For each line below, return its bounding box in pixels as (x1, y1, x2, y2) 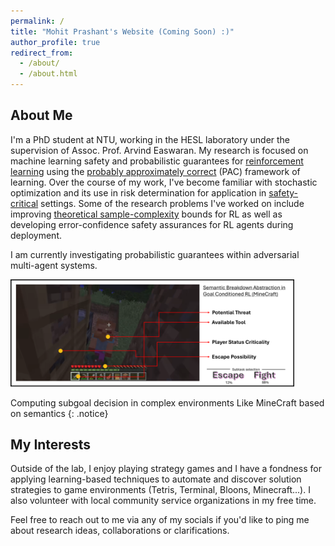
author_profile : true (10, 37, 101, 47)
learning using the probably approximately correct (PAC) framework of (10, 165, 301, 177)
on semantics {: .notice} (10, 407, 109, 419)
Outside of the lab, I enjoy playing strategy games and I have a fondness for (10, 463, 322, 475)
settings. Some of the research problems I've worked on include (40, 197, 305, 209)
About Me (10, 107, 73, 124)
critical (10, 197, 39, 209)
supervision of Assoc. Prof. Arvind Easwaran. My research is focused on (10, 144, 309, 156)
